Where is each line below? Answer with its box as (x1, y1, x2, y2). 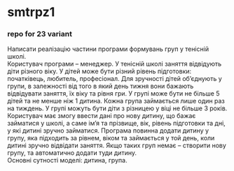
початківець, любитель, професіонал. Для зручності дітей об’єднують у (7, 75, 222, 83)
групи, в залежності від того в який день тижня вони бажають (7, 82, 194, 91)
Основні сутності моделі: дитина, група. (7, 156, 128, 165)
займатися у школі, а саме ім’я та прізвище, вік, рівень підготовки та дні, (7, 119, 226, 128)
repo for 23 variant (7, 29, 72, 39)
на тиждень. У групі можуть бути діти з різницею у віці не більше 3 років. (7, 104, 228, 112)
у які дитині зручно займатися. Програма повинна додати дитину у (7, 126, 209, 135)
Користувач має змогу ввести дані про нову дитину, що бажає (7, 112, 196, 120)
